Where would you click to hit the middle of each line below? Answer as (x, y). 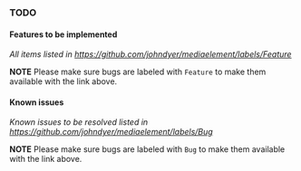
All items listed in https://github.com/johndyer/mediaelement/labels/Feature (150, 54)
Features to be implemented (63, 34)
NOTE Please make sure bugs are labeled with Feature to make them (138, 72)
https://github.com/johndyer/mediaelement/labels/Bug (111, 132)
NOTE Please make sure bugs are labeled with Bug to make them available (147, 149)
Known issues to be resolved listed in (79, 122)
